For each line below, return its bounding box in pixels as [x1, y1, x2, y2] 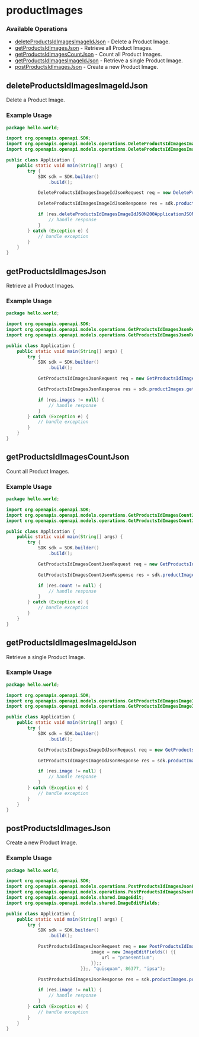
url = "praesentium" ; [101, 955, 155, 960]
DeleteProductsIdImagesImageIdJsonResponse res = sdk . [37, 201, 176, 206]
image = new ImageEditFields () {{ [91, 949, 176, 955]
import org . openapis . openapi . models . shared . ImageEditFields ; [6, 900, 161, 906]
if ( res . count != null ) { [37, 583, 102, 589]
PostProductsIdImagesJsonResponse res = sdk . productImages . [37, 976, 190, 982]
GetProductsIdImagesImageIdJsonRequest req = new [37, 747, 163, 753]
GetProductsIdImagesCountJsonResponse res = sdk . [37, 572, 163, 578]
